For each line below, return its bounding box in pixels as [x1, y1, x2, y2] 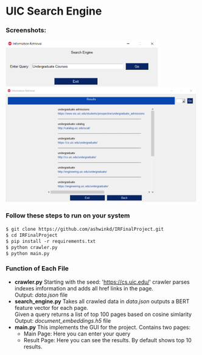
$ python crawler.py [5, 244, 58, 250]
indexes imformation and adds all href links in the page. [14, 284, 153, 292]
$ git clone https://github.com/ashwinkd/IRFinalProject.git [5, 226, 164, 232]
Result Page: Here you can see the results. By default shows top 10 [23, 336, 192, 343]
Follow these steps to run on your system [5, 211, 130, 220]
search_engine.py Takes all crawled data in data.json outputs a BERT [14, 297, 190, 305]
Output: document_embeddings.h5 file [14, 317, 111, 324]
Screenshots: [5, 26, 47, 35]
